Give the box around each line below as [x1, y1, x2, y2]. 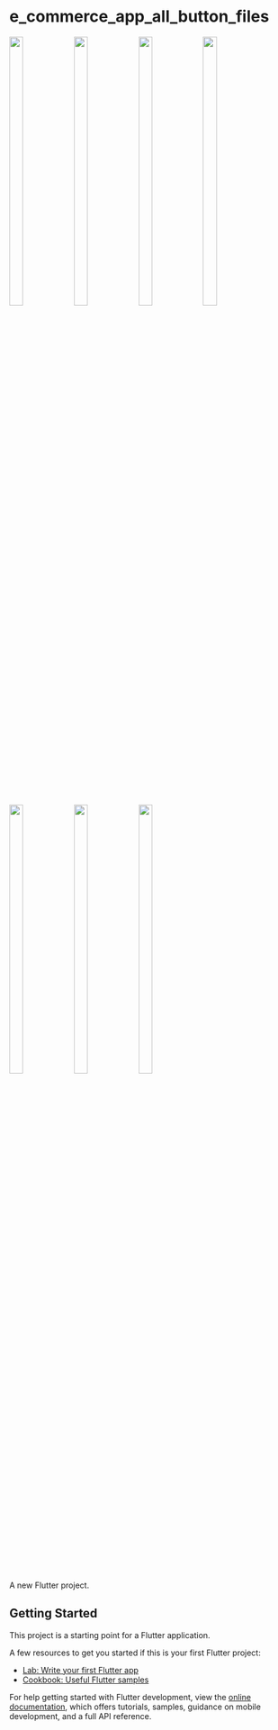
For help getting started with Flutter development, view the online [9, 1691, 252, 1702]
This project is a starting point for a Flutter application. [9, 1629, 211, 1640]
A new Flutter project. [9, 1580, 90, 1590]
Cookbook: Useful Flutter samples [22, 1674, 149, 1685]
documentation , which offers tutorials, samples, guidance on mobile [9, 1701, 261, 1712]
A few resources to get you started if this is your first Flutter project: [9, 1647, 261, 1658]
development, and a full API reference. [9, 1710, 152, 1721]
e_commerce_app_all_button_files [9, 6, 270, 27]
